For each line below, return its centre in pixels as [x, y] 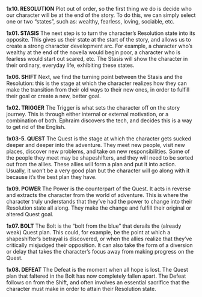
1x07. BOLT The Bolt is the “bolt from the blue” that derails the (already [94, 226]
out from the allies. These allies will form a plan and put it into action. [91, 164]
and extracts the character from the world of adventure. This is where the [97, 195]
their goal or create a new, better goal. [54, 96]
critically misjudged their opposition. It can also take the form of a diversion [100, 245]
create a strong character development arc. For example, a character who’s [99, 46]
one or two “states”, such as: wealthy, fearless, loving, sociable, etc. [90, 21]
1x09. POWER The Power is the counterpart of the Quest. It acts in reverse [99, 189]
